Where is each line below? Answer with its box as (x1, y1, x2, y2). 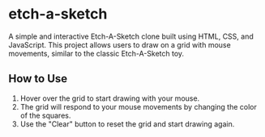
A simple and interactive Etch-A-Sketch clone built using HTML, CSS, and (8, 31, 254, 41)
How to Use (8, 72, 68, 85)
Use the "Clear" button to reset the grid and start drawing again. (19, 118, 235, 129)
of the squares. (19, 110, 71, 120)
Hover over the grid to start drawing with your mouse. (19, 93, 200, 103)
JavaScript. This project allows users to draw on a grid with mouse (8, 39, 231, 49)
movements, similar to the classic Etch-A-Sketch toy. (8, 48, 185, 58)
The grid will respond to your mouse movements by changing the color (19, 102, 257, 111)
